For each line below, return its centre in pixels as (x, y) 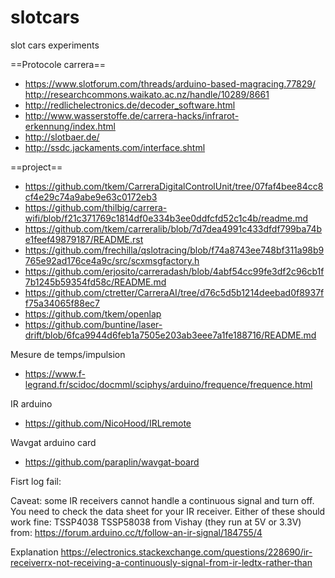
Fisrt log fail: (36, 481)
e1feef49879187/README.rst (84, 239)
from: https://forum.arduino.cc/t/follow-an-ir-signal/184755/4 (136, 532)
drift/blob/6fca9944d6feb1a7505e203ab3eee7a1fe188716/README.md (170, 335)
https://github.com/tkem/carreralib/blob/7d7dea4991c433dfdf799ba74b (173, 228)
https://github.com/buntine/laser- (93, 324)
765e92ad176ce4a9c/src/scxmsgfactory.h (112, 260)
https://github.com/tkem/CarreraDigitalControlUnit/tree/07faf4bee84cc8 (174, 186)
